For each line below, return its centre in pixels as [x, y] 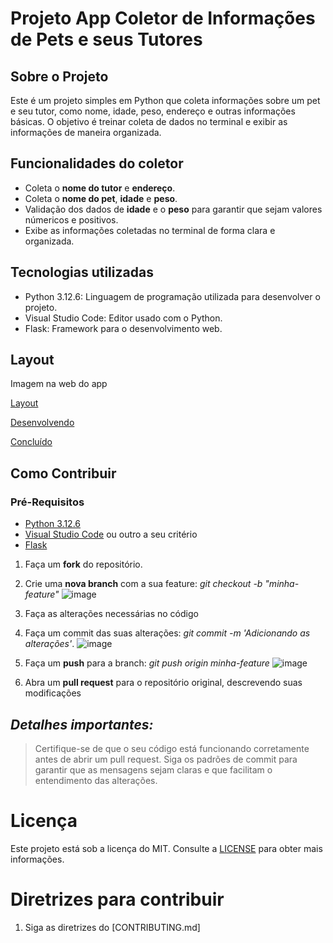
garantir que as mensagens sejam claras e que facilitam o [153, 769]
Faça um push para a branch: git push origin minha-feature [147, 663]
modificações [53, 693]
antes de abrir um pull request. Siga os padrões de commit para [166, 759]
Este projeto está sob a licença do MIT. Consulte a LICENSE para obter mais [166, 848]
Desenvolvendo [42, 423]
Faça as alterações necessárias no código [111, 614]
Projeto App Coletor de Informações [163, 18]
